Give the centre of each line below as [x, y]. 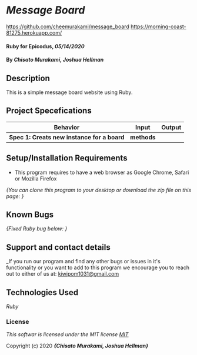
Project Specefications [49, 111]
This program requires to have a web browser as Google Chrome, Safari [102, 172]
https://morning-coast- [158, 26]
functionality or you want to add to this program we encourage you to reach [98, 267]
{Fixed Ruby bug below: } [37, 229]
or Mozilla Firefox [36, 178]
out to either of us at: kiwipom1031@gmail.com [63, 274]
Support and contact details [58, 247]
